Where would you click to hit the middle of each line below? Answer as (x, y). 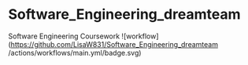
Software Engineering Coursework (64, 36)
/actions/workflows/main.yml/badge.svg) (75, 52)
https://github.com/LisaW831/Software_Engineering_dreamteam (115, 44)
